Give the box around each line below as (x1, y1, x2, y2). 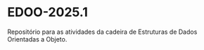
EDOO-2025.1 (7, 4, 88, 20)
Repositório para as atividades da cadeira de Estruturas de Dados (7, 27, 198, 36)
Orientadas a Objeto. (7, 35, 68, 43)
